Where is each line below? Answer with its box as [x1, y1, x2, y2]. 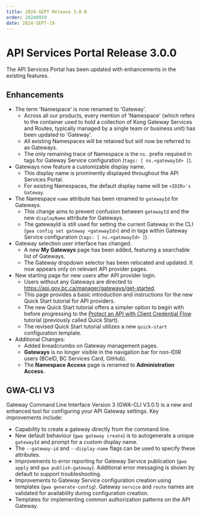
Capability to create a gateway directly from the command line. [14, 425, 171, 433]
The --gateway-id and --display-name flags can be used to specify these [14, 445, 196, 452]
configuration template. [23, 329, 82, 337]
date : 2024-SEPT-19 [6, 20, 55, 26]
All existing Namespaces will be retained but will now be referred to [23, 138, 191, 145]
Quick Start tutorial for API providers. [23, 297, 115, 304]
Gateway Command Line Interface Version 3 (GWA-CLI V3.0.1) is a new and [6, 401, 192, 408]
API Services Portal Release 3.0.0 [6, 46, 177, 60]
